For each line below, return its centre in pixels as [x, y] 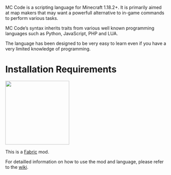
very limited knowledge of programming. [48, 49]
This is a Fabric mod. [27, 152]
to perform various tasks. [32, 18]
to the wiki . [17, 167]
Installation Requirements [61, 70]
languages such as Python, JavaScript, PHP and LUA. [62, 33]
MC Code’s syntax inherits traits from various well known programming [80, 28]
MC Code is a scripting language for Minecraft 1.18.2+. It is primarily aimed [83, 7]
